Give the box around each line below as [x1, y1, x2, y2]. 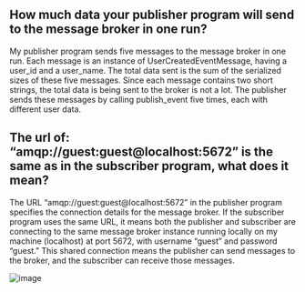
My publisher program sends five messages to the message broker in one [9, 45, 287, 56]
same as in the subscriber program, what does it [9, 158, 290, 174]
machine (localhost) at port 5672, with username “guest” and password [9, 236, 278, 247]
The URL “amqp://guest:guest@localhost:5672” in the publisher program [9, 196, 282, 207]
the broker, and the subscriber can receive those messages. [9, 255, 235, 266]
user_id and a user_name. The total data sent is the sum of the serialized [9, 65, 282, 76]
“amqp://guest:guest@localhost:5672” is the [9, 145, 273, 160]
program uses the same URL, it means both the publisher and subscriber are [9, 216, 296, 227]
